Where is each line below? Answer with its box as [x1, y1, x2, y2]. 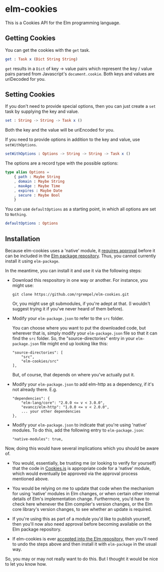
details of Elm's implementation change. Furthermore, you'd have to [12, 496, 150, 502]
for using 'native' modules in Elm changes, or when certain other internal [12, 491, 160, 496]
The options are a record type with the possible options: [5, 160, 119, 166]
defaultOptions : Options [5, 221, 58, 226]
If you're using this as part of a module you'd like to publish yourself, [12, 516, 151, 522]
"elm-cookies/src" [21, 359, 59, 364]
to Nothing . [5, 211, 27, 217]
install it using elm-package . [5, 258, 60, 264]
